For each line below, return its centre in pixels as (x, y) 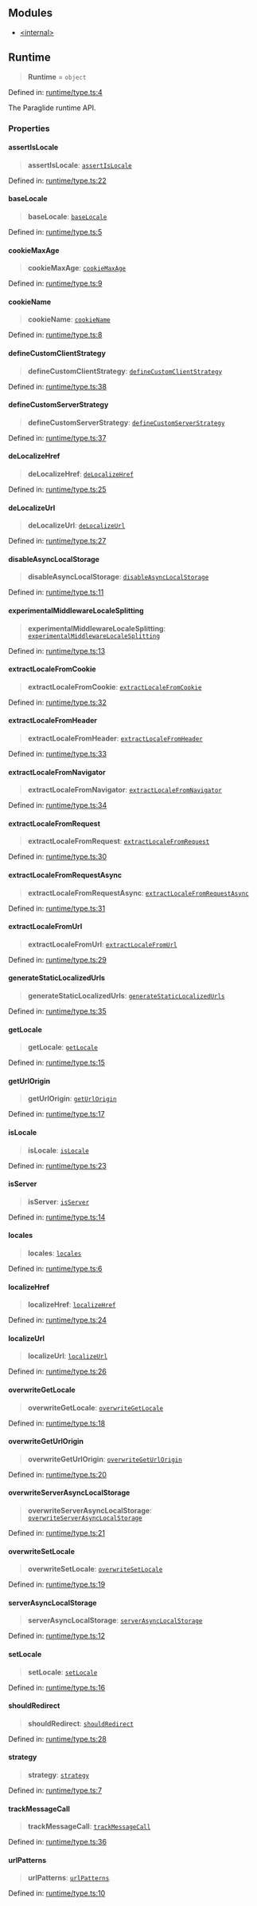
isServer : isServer (58, 1201)
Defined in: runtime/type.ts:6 (55, 1269)
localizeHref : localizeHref (72, 1305)
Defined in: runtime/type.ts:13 (57, 650)
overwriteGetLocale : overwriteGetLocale (95, 1407)
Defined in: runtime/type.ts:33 (58, 753)
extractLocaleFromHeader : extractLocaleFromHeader (115, 738)
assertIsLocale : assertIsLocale (80, 165)
